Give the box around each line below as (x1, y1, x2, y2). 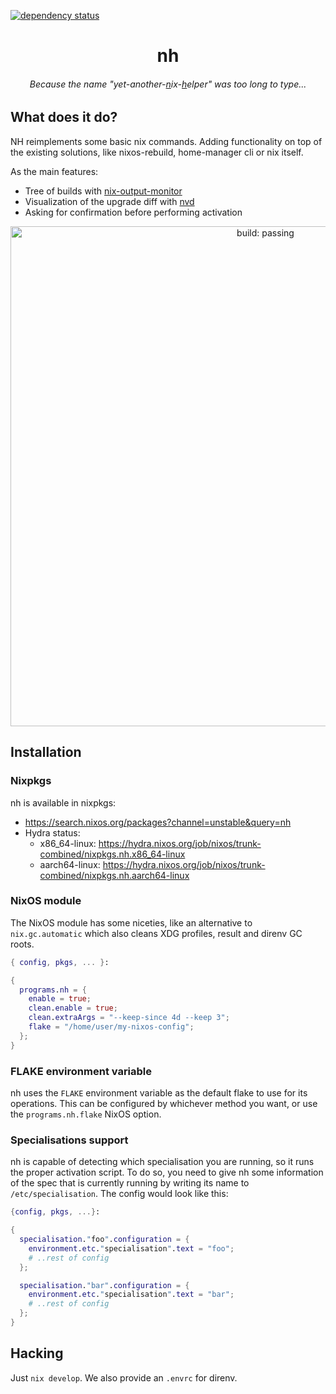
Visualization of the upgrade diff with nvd (24, 195, 195, 207)
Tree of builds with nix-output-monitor (24, 185, 183, 197)
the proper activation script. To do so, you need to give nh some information (10, 1166, 324, 1179)
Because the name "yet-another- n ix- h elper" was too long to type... (29, 78, 307, 90)
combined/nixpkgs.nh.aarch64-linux (39, 869, 190, 881)
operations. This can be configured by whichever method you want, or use (10, 1097, 318, 1109)
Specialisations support (10, 1133, 129, 1147)
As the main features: (10, 165, 99, 177)
